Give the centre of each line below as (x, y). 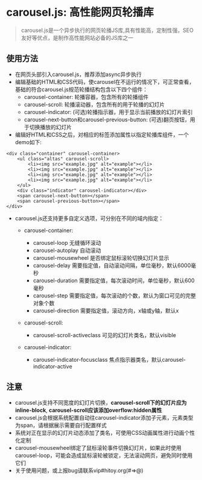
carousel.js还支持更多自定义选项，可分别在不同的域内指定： (89, 218)
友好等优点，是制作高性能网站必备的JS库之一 (77, 37)
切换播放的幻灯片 (51, 127)
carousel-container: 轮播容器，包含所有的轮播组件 (86, 96)
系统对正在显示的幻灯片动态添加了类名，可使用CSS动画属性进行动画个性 (105, 432)
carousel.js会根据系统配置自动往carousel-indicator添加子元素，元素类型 (104, 417)
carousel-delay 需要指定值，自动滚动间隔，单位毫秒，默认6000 (112, 265)
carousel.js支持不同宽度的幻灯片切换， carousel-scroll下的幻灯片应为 (101, 402)
